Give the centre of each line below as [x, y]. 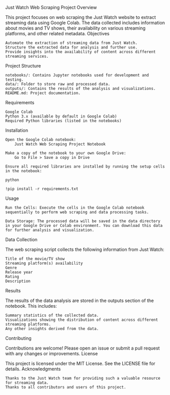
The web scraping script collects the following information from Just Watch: [85, 249]
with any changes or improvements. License [52, 354]
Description [18, 281]
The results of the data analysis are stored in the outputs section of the [80, 300]
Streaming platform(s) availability [44, 263]
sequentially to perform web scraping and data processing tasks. [77, 212]
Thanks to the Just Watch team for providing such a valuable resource [83, 378]
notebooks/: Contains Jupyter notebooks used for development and [77, 75]
